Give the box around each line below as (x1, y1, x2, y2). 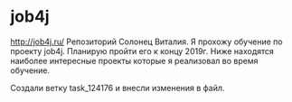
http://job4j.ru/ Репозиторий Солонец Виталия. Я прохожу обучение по (10, 36, 283, 47)
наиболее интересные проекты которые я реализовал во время (10, 55, 259, 66)
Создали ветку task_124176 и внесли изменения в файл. (10, 82, 225, 93)
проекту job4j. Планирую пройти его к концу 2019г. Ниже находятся (10, 45, 275, 56)
